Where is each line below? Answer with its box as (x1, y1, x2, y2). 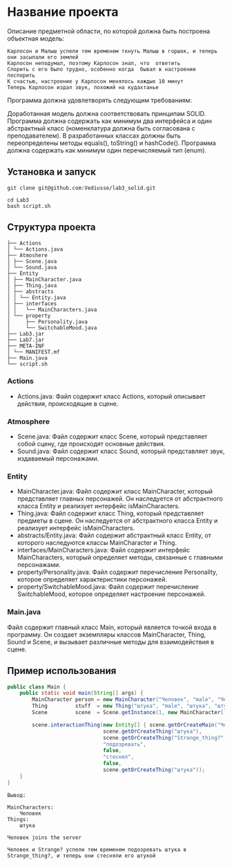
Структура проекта (7, 222, 96, 233)
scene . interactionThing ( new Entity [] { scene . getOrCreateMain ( (32, 721, 217, 729)
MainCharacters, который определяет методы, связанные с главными (17, 553, 223, 561)
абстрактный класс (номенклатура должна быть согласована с (7, 124, 195, 132)
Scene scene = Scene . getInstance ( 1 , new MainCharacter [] (32, 709, 227, 716)
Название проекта (7, 4, 119, 20)
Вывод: (7, 791, 26, 798)
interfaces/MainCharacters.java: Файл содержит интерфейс (17, 546, 191, 555)
